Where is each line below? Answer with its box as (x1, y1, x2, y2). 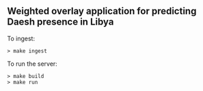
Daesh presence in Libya (7, 16, 114, 28)
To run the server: (7, 60, 58, 68)
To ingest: (7, 34, 36, 42)
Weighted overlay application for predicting (7, 5, 197, 17)
